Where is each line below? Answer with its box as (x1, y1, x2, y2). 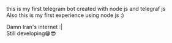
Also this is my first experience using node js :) (6, 12, 124, 19)
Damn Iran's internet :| (6, 24, 63, 30)
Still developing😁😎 (6, 30, 56, 37)
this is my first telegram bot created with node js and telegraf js (6, 5, 166, 12)
